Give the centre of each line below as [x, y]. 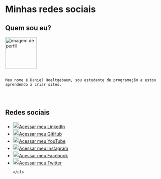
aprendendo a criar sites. [33, 84]
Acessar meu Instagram [44, 148]
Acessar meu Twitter [40, 163]
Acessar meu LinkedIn [42, 127]
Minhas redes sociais [51, 9]
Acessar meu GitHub [40, 134]
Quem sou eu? [28, 28]
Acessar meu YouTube [42, 141]
